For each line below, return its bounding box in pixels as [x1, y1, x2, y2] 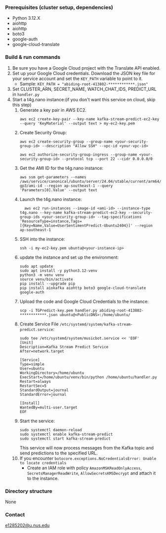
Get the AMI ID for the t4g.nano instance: [19, 165, 104, 171]
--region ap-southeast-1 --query [44, 183, 113, 188]
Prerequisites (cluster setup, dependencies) [5, 4, 114, 11]
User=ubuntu [19, 366, 44, 371]
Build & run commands [5, 54, 61, 61]
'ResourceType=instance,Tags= [19, 219, 83, 224]
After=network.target [19, 349, 64, 354]
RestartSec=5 [19, 383, 47, 388]
